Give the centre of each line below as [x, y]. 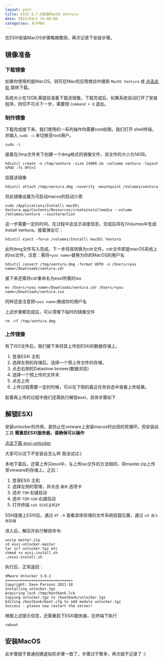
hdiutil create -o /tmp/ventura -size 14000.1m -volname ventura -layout [82, 164]
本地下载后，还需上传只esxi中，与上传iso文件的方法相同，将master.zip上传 [80, 464]
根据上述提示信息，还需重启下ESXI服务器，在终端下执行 [61, 616]
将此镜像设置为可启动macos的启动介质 [44, 196]
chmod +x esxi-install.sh [31, 553]
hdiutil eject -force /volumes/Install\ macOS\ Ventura [63, 239]
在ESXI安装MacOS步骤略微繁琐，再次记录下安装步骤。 [60, 38]
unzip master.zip [23, 540]
